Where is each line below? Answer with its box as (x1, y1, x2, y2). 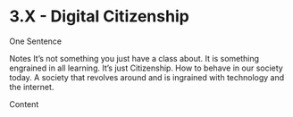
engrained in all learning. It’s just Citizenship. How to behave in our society (9, 63, 283, 73)
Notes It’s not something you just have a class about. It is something (9, 53, 260, 63)
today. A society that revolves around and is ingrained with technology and (9, 71, 285, 82)
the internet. (9, 81, 54, 92)
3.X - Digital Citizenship (9, 6, 189, 27)
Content (9, 98, 39, 109)
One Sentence (9, 36, 63, 46)
